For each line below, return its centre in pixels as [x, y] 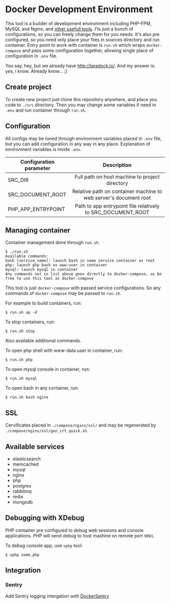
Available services [35, 447]
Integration [23, 570]
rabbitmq [22, 491]
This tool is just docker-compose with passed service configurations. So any [83, 288]
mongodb [23, 502]
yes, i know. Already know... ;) [36, 71]
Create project [28, 87]
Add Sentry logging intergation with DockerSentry [57, 596]
